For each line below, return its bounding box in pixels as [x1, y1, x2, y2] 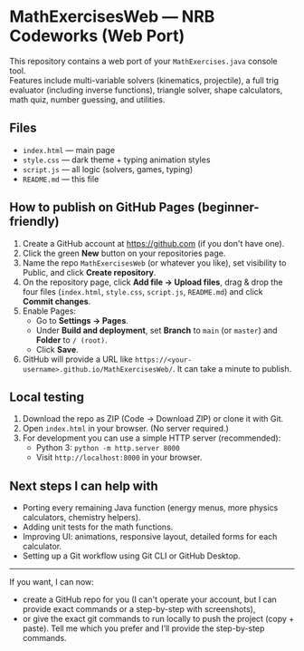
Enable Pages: [22, 306, 77, 316]
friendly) [9, 214, 60, 229]
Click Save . [35, 344, 79, 355]
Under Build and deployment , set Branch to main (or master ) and [35, 325, 278, 335]
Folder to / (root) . [35, 334, 108, 345]
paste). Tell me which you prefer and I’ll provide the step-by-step [22, 623, 265, 634]
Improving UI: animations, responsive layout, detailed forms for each [22, 531, 278, 542]
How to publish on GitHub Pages [9, 199, 195, 215]
